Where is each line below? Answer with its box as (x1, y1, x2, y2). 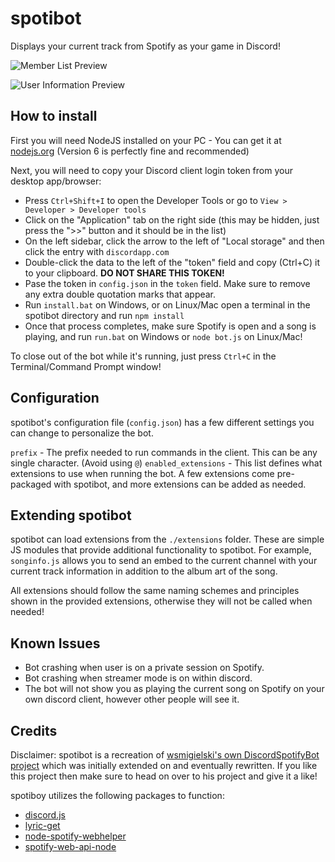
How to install (10, 108, 98, 125)
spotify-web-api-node (24, 841, 117, 852)
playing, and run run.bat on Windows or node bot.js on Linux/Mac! (24, 330, 303, 342)
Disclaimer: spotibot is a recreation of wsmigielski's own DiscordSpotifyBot (10, 749, 320, 761)
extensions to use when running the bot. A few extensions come (10, 467, 275, 479)
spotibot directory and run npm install (24, 309, 185, 321)
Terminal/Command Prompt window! (10, 360, 162, 372)
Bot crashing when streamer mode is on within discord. (24, 672, 253, 684)
